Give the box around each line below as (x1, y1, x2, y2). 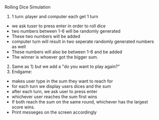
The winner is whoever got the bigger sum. (11, 54, 99, 60)
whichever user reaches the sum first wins (11, 94, 98, 100)
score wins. (11, 104, 35, 110)
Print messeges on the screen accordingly (11, 109, 97, 115)
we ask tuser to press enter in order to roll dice (11, 23, 106, 29)
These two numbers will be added (11, 34, 80, 39)
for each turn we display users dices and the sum (11, 83, 111, 89)
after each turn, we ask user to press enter (11, 89, 98, 94)
